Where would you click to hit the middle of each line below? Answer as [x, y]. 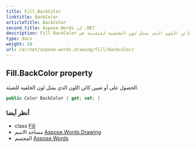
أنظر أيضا [18, 113]
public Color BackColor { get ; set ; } [53, 98]
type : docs [19, 39]
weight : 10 [19, 44]
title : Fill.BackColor [34, 11]
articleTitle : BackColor [36, 22]
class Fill [25, 126]
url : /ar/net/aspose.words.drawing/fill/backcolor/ [70, 50]
